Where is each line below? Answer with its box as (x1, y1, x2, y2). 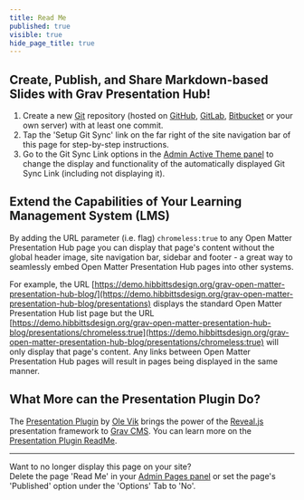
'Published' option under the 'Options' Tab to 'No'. (9, 480, 196, 491)
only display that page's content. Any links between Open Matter (9, 346, 252, 357)
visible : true (9, 30, 63, 39)
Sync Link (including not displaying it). (22, 168, 166, 179)
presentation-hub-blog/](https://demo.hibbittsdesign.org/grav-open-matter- (9, 288, 294, 299)
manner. (9, 365, 41, 376)
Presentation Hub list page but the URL (9, 307, 155, 318)
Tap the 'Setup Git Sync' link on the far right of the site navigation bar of (22, 130, 291, 140)
